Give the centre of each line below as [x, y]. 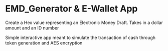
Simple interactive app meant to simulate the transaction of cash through [80, 37]
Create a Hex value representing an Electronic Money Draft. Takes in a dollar [84, 22]
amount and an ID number [32, 27]
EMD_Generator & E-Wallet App [71, 9]
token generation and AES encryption [44, 42]
